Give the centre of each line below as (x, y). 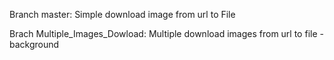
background (34, 44)
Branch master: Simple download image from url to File (122, 14)
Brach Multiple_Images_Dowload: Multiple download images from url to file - (166, 33)
